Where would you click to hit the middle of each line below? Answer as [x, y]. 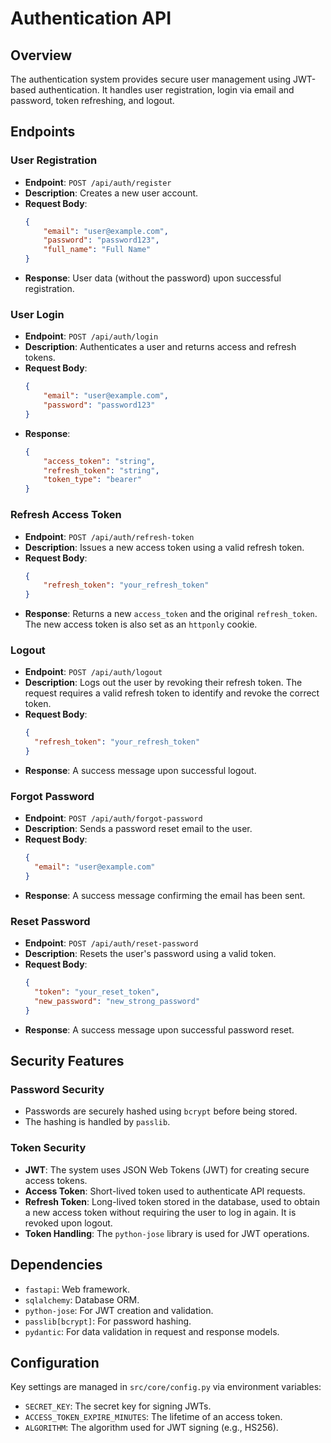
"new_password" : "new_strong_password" [117, 1002]
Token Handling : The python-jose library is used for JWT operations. [167, 1233]
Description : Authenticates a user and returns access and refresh [160, 347]
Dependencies [56, 1265]
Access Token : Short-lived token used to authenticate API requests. [165, 1191]
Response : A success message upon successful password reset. [159, 1029]
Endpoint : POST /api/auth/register [98, 182]
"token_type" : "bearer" [92, 480]
